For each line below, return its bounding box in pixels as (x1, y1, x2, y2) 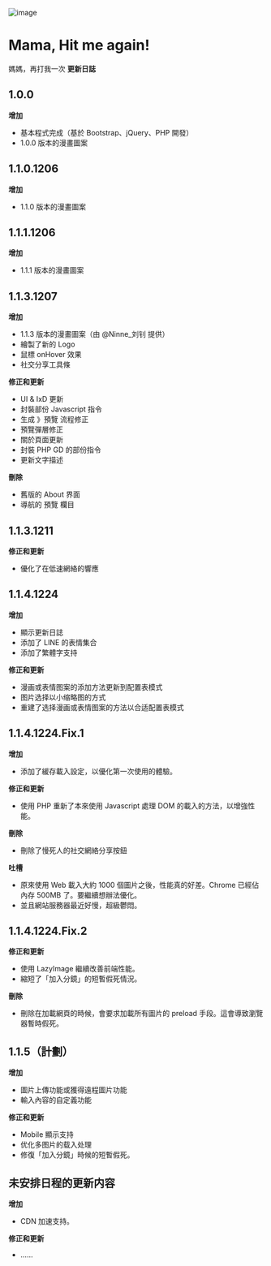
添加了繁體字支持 (19, 648, 78, 657)
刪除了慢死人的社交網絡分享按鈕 (19, 845, 127, 855)
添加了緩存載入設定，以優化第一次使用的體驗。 (19, 766, 177, 776)
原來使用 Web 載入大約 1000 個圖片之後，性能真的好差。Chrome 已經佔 (19, 880, 260, 889)
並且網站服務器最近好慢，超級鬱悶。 (19, 900, 142, 910)
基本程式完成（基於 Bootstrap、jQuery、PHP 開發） (19, 127, 193, 137)
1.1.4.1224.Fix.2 (8, 924, 88, 938)
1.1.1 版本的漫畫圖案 (19, 265, 84, 275)
